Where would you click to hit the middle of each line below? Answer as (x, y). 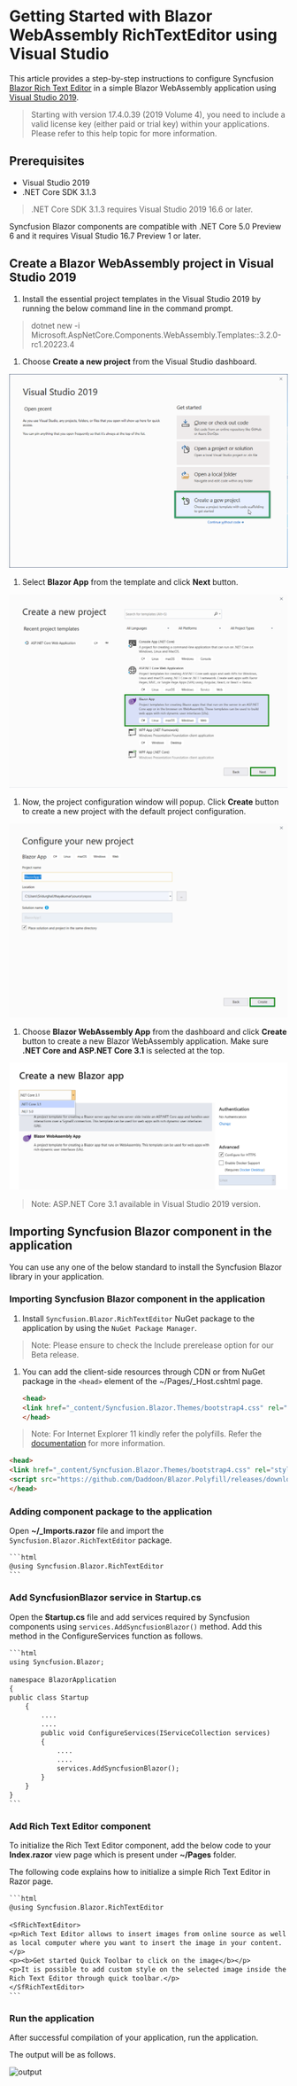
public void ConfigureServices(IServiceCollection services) (156, 1733)
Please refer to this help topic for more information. (124, 133)
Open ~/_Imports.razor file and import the (87, 1531)
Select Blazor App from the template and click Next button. (130, 581)
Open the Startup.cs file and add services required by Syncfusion (129, 1617)
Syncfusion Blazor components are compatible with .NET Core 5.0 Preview (145, 226)
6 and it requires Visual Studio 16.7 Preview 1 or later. (105, 236)
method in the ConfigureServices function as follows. (106, 1636)
